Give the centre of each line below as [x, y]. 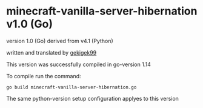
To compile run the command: [44, 76]
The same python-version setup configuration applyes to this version [92, 98]
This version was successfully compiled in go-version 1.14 [79, 64]
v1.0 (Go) [30, 24]
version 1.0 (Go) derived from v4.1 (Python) [60, 41]
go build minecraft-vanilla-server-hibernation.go [72, 87]
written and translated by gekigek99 [52, 52]
